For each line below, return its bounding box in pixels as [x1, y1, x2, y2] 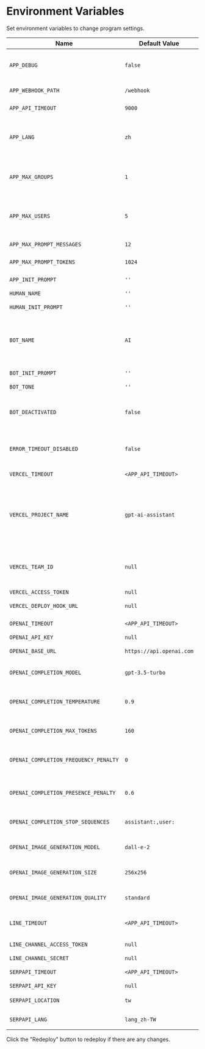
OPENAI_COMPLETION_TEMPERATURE [9, 698, 101, 705]
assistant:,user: [124, 818, 175, 825]
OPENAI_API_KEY [9, 634, 54, 641]
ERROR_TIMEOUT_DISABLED [9, 445, 79, 452]
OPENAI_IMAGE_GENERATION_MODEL [9, 844, 101, 850]
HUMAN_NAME [9, 290, 41, 297]
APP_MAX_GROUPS [9, 173, 54, 180]
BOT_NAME [9, 336, 35, 344]
